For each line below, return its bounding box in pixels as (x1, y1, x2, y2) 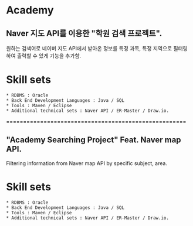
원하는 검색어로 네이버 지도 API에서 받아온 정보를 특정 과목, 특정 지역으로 (6, 45, 172, 52)
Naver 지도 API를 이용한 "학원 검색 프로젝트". (6, 28, 162, 38)
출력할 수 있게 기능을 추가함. (16, 52, 82, 59)
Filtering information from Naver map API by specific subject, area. (6, 159, 167, 167)
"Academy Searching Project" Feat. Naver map (6, 135, 181, 145)
